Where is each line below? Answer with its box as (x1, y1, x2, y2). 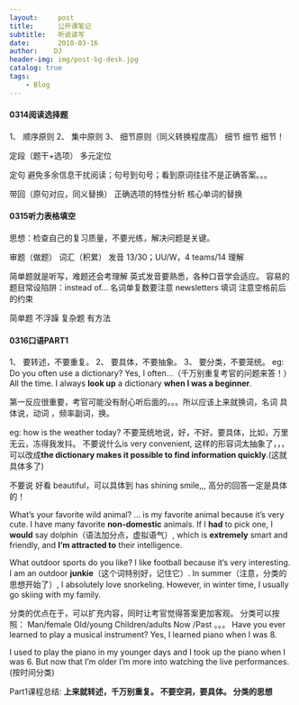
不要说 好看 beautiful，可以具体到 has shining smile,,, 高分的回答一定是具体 (9, 480, 288, 491)
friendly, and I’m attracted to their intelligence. (9, 540, 183, 551)
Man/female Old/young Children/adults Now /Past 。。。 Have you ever (26, 619, 286, 630)
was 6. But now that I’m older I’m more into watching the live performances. (9, 656, 290, 667)
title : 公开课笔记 (9, 22, 92, 31)
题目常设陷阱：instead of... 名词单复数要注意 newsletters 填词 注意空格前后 (9, 282, 286, 293)
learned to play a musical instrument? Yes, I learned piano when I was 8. (9, 629, 277, 640)
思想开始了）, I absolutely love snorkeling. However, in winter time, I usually (9, 579, 290, 591)
